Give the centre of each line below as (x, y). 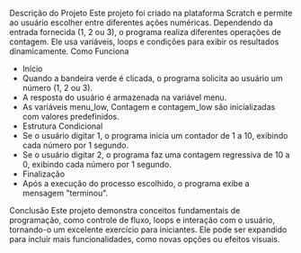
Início (32, 68)
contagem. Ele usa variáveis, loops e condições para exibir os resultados (144, 41)
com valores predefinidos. (71, 117)
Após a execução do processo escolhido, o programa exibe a (136, 183)
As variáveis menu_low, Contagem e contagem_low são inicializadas (149, 107)
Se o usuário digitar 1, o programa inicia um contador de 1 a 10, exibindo (155, 136)
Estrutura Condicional (62, 126)
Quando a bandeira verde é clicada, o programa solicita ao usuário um (152, 78)
